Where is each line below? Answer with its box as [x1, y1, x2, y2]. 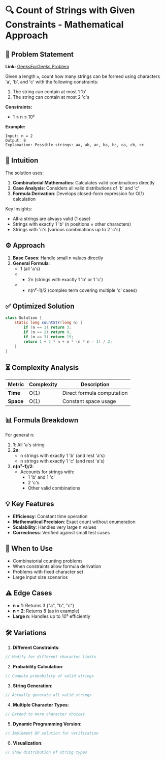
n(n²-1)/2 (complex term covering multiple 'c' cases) [27, 287, 137, 293]
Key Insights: [5, 205, 32, 212]
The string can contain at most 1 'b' [12, 89, 87, 95]
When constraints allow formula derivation [12, 563, 102, 569]
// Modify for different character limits [5, 655, 96, 660]
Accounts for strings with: [20, 469, 75, 475]
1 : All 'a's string [12, 442, 45, 448]
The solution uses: [5, 170, 44, 176]
